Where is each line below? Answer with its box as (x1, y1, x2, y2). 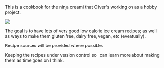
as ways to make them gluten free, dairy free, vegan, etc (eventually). (5, 33, 146, 39)
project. (5, 9, 21, 15)
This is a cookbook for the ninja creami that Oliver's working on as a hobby (5, 4, 157, 10)
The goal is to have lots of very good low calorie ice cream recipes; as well (5, 28, 157, 34)
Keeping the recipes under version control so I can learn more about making (5, 52, 160, 58)
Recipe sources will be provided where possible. (5, 43, 103, 48)
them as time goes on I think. (5, 57, 64, 63)
